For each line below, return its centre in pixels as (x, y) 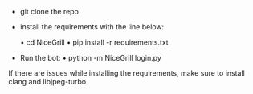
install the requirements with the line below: (92, 27)
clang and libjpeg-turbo (47, 82)
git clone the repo (49, 12)
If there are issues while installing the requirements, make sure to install (126, 73)
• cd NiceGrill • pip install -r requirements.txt (94, 42)
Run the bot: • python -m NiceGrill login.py (91, 58)
